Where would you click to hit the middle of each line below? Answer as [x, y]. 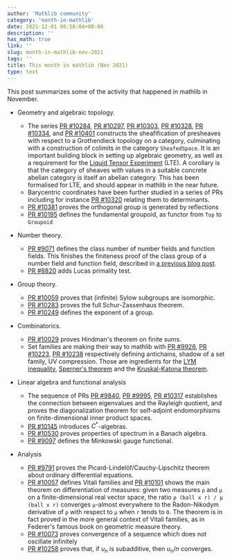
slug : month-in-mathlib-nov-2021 [55, 53]
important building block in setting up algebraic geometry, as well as [125, 155]
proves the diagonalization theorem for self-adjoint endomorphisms [124, 410]
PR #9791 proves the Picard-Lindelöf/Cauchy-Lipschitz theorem [118, 468]
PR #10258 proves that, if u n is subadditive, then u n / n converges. [120, 550]
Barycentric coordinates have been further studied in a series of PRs [125, 192]
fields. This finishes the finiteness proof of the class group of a [117, 256]
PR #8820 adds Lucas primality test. [79, 271]
